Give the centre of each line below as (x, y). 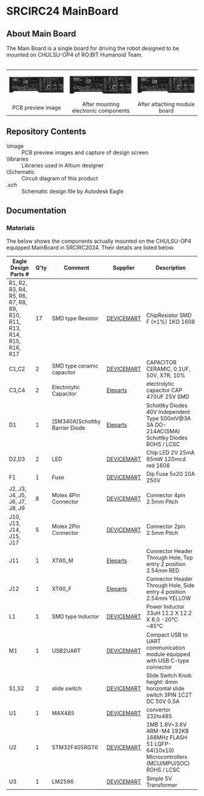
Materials (21, 228)
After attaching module (166, 104)
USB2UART (66, 651)
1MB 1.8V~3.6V (166, 725)
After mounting (100, 104)
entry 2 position (166, 564)
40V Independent (168, 411)
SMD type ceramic (75, 366)
